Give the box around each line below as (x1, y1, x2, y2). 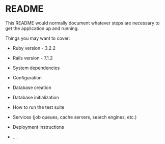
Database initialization (12, 94, 60, 100)
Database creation (12, 84, 52, 91)
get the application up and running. (5, 25, 79, 31)
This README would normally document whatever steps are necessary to (5, 20, 160, 26)
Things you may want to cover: (5, 35, 70, 41)
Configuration (12, 74, 42, 80)
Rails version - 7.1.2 (12, 54, 53, 61)
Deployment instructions (12, 124, 65, 130)
